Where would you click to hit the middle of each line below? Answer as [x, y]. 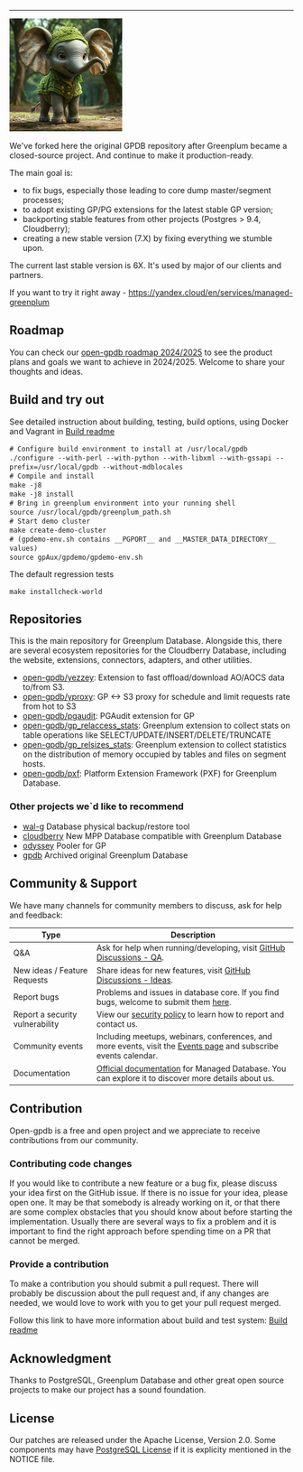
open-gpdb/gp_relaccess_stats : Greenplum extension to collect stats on [156, 726]
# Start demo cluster [50, 521]
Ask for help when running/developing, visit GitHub [191, 948]
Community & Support [73, 884]
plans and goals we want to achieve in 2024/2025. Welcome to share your [147, 361]
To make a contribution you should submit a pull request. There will [134, 1284]
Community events [48, 1046]
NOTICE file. [32, 1459]
